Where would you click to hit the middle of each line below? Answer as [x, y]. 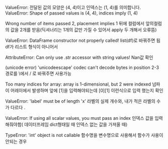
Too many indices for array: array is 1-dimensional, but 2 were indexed [78, 84]
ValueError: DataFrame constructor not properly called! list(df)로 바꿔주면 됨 [83, 40]
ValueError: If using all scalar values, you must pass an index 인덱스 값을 [79, 118]
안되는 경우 [16, 141]
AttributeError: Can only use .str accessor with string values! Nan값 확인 [79, 57]
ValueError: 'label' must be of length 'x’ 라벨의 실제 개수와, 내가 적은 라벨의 [80, 101]
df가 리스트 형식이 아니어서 [32, 47]
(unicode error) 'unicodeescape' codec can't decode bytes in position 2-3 [82, 67]
